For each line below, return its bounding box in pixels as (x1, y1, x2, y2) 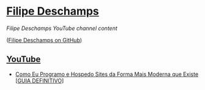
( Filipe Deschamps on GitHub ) (6, 36, 83, 43)
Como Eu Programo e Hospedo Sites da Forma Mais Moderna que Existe (15, 70, 199, 78)
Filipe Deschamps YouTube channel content (6, 24, 117, 32)
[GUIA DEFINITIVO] (15, 77, 64, 84)
